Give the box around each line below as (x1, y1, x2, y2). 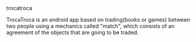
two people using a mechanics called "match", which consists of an (6, 23, 175, 29)
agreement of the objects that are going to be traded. (6, 29, 139, 36)
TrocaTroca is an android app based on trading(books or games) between (6, 16, 191, 23)
